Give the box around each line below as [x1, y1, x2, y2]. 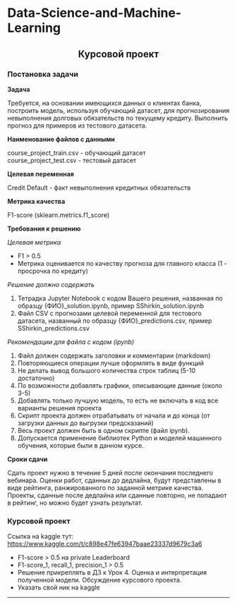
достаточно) [17, 374, 55, 382]
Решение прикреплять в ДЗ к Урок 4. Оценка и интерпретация [17, 568, 207, 577]
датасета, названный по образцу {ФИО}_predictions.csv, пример [17, 316, 212, 325]
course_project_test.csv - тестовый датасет [7, 156, 137, 164]
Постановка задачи [7, 69, 79, 79]
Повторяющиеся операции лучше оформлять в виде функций [17, 358, 205, 367]
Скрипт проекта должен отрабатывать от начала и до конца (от [17, 411, 210, 420]
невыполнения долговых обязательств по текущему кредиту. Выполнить [7, 114, 228, 122]
